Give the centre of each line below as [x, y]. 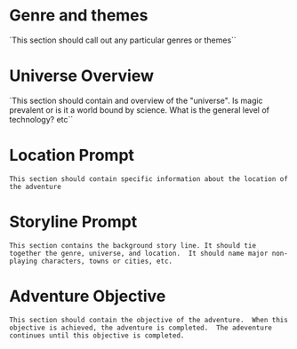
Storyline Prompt [73, 222]
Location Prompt [72, 155]
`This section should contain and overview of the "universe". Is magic [136, 100]
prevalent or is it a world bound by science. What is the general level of [139, 110]
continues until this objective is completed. [97, 335]
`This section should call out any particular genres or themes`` [123, 40]
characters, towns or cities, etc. [107, 261]
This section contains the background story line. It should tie [132, 245]
